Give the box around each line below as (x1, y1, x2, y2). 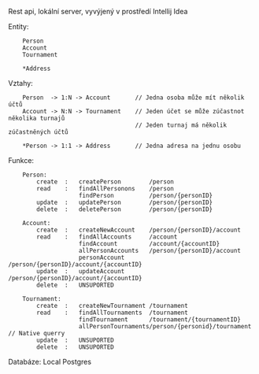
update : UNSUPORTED (36, 336, 114, 344)
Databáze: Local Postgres (8, 357, 92, 366)
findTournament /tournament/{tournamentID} (78, 316, 242, 324)
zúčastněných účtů (8, 128, 68, 136)
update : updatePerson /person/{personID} (36, 198, 213, 206)
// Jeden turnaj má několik (135, 121, 227, 129)
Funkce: (8, 156, 34, 165)
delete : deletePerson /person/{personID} (36, 206, 213, 213)
